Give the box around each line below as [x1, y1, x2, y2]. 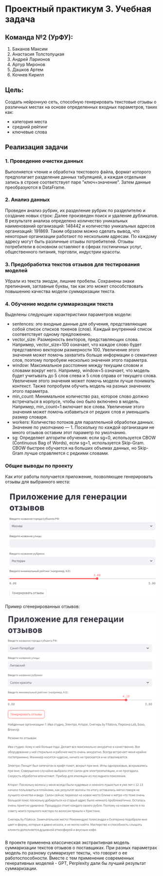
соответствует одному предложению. [12, 331, 91, 337]
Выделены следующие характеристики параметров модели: [5, 311, 132, 317]
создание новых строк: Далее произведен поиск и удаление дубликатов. [5, 213, 158, 219]
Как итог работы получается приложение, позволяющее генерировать [5, 474, 153, 479]
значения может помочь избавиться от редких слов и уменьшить [12, 409, 150, 415]
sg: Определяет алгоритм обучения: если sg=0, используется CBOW [12, 435, 156, 441]
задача [5, 14, 36, 25]
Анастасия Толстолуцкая [12, 51, 65, 57]
